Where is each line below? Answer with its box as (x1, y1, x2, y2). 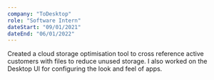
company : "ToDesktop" (7, 10, 72, 18)
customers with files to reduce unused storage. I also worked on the (7, 57, 208, 66)
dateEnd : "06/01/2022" (7, 30, 75, 38)
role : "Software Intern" (7, 17, 81, 24)
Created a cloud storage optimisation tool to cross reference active (7, 50, 205, 58)
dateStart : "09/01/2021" (7, 23, 81, 30)
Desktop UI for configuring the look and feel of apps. (7, 64, 163, 73)
